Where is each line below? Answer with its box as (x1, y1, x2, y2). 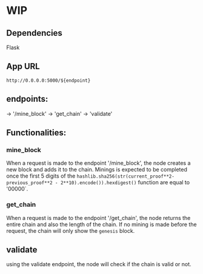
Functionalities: (6, 128, 67, 138)
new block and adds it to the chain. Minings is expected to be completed (6, 166, 188, 173)
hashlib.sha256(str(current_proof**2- (76, 173, 175, 179)
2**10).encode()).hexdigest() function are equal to (60, 179, 190, 186)
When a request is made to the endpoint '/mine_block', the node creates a (6, 159, 191, 167)
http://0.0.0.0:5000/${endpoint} (6, 77, 91, 84)
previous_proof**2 (6, 180, 53, 186)
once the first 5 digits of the (6, 172, 76, 179)
